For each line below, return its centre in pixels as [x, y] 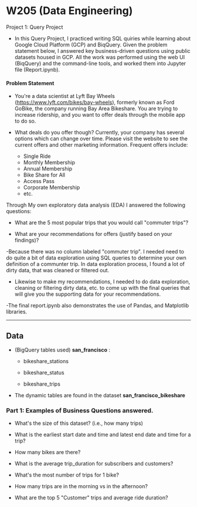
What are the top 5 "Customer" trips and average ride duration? [91, 498]
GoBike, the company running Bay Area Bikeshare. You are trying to [96, 109]
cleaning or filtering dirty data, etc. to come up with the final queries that [102, 288]
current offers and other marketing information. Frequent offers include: [101, 145]
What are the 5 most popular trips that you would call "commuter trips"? [101, 223]
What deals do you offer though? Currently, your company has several [99, 133]
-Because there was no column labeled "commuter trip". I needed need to [95, 252]
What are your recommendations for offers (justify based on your [93, 234]
